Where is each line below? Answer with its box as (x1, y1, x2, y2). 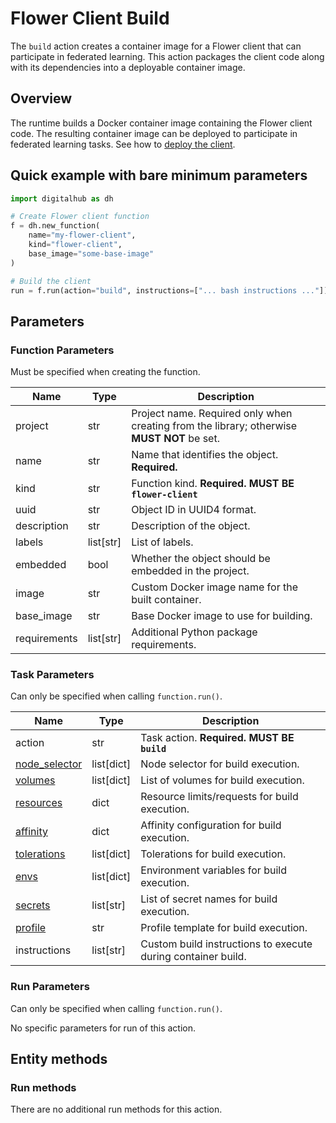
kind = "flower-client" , (28, 240, 123, 250)
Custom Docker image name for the (131, 580, 298, 594)
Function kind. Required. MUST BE (131, 477, 295, 491)
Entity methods (10, 1051, 108, 1068)
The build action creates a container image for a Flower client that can (10, 40, 302, 52)
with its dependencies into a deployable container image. (10, 61, 246, 73)
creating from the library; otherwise (131, 419, 298, 433)
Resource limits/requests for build (140, 790, 299, 804)
